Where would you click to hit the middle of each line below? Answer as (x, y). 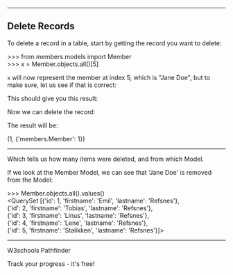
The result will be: (33, 125)
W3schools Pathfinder (39, 250)
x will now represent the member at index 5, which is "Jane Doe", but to (109, 77)
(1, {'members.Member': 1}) (46, 139)
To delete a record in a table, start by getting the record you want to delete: (114, 43)
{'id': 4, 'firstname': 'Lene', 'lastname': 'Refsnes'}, (78, 223)
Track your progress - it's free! (51, 264)
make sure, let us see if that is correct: (62, 85)
